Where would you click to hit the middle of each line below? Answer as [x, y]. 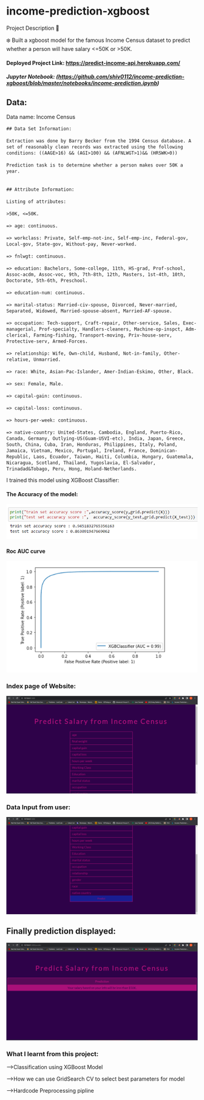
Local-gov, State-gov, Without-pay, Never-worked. [72, 244]
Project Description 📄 [33, 28]
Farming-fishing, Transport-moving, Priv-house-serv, [103, 335]
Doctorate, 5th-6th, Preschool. [47, 281]
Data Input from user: [39, 807]
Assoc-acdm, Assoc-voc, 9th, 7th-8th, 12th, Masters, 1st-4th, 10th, [96, 275]
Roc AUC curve [26, 551]
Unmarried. [47, 360]
